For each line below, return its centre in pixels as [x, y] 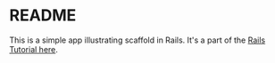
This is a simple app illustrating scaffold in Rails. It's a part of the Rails [137, 40]
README [43, 16]
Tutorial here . [33, 49]
